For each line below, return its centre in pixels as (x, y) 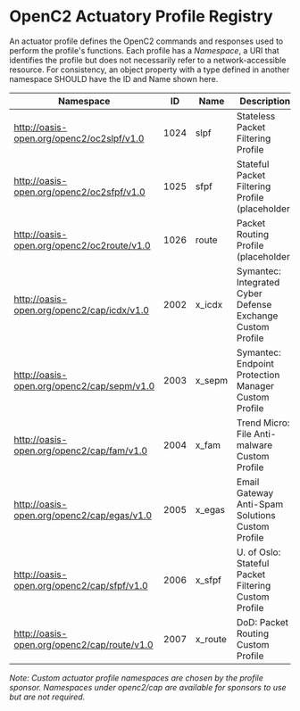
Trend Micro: (263, 423)
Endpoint (255, 363)
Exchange (257, 316)
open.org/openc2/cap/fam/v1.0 (81, 451)
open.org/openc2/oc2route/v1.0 (82, 245)
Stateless (256, 116)
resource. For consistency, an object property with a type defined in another (150, 70)
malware (254, 445)
